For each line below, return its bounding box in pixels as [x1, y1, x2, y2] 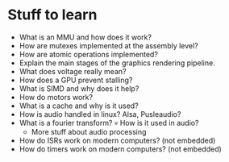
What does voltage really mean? [19, 66, 127, 76]
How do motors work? [19, 92, 94, 102]
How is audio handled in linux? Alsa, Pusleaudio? [19, 109, 181, 118]
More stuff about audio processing [31, 127, 147, 136]
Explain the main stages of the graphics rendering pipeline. [19, 58, 215, 68]
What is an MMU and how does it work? [19, 32, 152, 42]
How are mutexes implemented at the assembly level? [19, 40, 198, 50]
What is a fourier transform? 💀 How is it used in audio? [19, 118, 199, 127]
